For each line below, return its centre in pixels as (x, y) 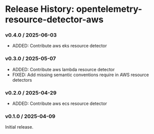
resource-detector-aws (54, 20)
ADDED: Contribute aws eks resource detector (59, 46)
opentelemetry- (109, 9)
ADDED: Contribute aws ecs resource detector (59, 104)
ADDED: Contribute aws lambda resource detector (63, 69)
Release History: (40, 9)
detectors (22, 80)
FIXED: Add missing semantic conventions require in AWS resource (80, 75)
